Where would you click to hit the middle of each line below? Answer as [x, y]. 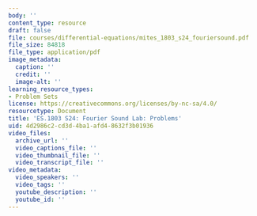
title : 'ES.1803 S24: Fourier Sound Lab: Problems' [95, 119]
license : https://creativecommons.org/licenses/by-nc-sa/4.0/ [113, 104]
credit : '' [33, 74]
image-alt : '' [38, 81]
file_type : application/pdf [55, 52]
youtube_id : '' [40, 199]
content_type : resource [47, 23]
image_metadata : [35, 60]
